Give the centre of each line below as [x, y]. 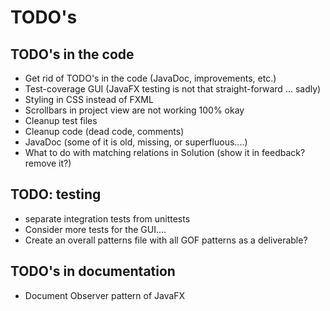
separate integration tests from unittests [107, 218]
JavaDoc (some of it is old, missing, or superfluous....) [136, 142]
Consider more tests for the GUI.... [95, 229]
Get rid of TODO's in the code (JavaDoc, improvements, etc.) [150, 78]
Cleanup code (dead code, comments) [104, 131]
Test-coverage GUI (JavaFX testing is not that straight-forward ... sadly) [173, 89]
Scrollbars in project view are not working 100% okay [134, 110]
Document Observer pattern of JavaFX [105, 295]
